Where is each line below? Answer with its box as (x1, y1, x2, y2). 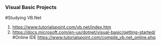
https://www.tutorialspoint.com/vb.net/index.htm (12, 24, 112, 30)
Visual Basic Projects (5, 4, 57, 11)
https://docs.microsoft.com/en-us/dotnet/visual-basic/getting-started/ (12, 30, 156, 35)
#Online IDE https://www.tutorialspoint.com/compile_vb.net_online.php (12, 34, 156, 40)
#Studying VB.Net (5, 15, 42, 21)
